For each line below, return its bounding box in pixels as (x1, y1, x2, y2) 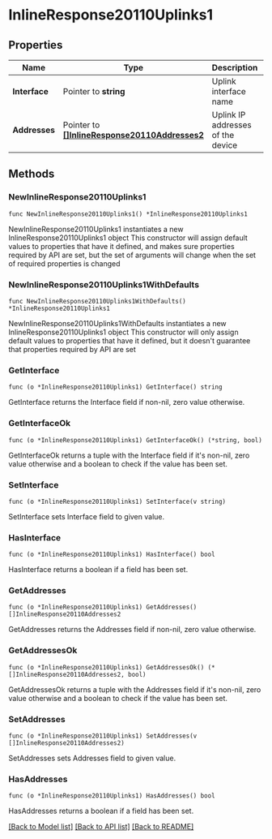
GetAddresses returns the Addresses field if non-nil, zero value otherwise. (8, 625, 257, 635)
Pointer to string (62, 86, 125, 97)
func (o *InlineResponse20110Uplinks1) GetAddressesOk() (8, 663, 205, 671)
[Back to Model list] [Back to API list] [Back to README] (8, 822, 194, 832)
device (211, 140, 238, 151)
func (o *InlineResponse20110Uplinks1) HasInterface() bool (8, 550, 216, 559)
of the (211, 130, 235, 140)
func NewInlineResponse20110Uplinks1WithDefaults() (8, 297, 186, 305)
